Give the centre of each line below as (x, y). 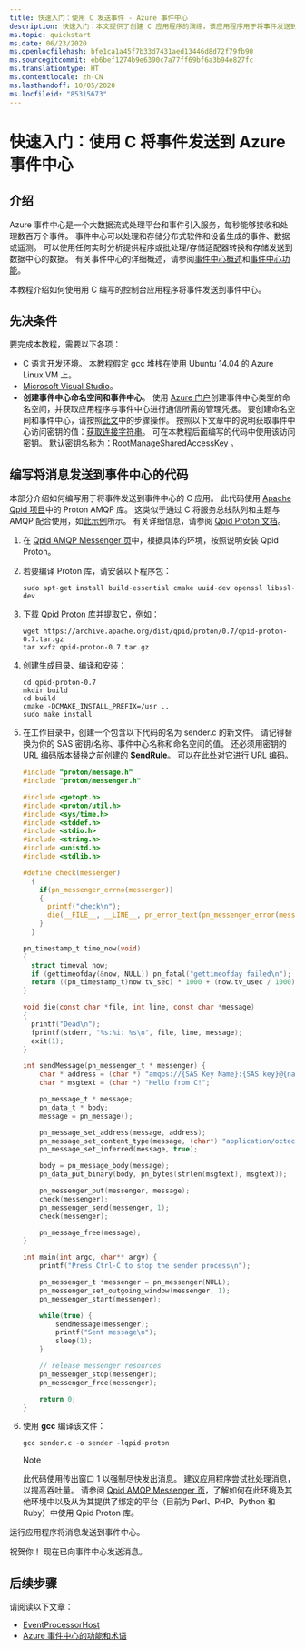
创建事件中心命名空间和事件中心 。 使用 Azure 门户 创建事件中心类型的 (152, 397)
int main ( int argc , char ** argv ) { (90, 1257)
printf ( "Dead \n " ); (66, 1024)
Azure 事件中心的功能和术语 (74, 1636)
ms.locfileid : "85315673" (58, 94)
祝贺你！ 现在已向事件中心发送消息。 (78, 1552)
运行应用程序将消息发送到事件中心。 (77, 1533)
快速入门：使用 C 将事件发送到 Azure (148, 141)
